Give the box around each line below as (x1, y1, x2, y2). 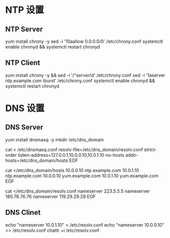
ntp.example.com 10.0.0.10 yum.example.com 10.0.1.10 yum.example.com (5, 173, 159, 179)
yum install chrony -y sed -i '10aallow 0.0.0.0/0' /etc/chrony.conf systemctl (5, 38, 163, 44)
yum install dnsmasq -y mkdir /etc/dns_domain (5, 136, 104, 142)
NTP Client (5, 59, 40, 67)
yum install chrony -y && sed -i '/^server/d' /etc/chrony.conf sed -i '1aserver (5, 72, 165, 78)
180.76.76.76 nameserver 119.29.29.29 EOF (5, 193, 96, 199)
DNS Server (5, 123, 43, 132)
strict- (143, 146, 157, 153)
